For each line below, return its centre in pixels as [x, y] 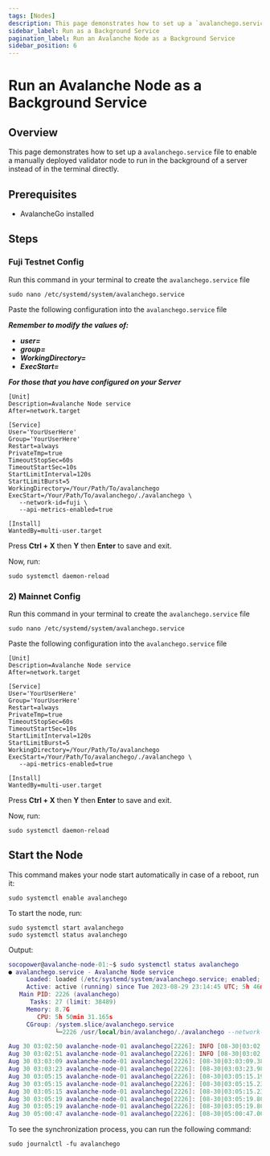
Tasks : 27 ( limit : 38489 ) [73, 1002]
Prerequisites [43, 194]
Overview [33, 133]
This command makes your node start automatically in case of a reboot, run [134, 875]
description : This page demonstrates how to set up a [100, 23]
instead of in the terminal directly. [63, 169]
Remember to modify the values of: [68, 325]
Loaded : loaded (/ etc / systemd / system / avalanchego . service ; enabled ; [143, 979]
